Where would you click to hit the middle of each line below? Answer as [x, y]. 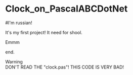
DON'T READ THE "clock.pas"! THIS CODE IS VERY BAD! [65, 67]
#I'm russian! [19, 23]
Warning [14, 61]
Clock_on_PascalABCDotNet [66, 9]
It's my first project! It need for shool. [44, 32]
